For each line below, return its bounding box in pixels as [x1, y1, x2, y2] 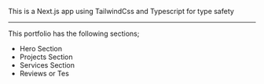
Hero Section [19, 44, 63, 53]
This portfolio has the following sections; [8, 29, 140, 38]
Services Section [19, 61, 75, 69]
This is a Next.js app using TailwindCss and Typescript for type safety [8, 7, 234, 16]
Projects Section [19, 52, 73, 61]
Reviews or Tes [19, 69, 69, 78]
